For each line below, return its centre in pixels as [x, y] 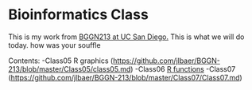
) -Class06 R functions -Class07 [183, 68]
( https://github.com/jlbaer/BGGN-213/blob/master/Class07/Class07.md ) [125, 77]
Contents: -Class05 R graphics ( [61, 61]
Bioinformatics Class [78, 15]
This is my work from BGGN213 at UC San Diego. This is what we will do [126, 37]
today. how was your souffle [54, 45]
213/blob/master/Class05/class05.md [70, 68]
